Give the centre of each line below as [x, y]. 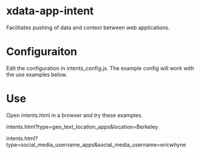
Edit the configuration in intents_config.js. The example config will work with [100, 68]
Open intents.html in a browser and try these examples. [75, 115]
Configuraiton [42, 52]
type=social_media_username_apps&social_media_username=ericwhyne [96, 144]
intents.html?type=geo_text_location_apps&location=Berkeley [82, 127]
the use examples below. [37, 74]
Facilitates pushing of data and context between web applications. [88, 27]
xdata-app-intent [50, 11]
